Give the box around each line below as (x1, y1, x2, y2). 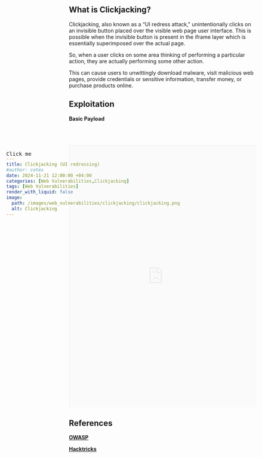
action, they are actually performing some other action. (69, 57, 204, 64)
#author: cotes (6, 167, 44, 173)
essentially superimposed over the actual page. (69, 39, 186, 47)
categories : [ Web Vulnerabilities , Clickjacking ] (6, 178, 130, 184)
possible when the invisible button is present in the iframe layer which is (69, 33, 246, 41)
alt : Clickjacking (11, 205, 58, 211)
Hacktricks (69, 445, 97, 453)
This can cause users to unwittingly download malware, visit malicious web (69, 69, 254, 76)
